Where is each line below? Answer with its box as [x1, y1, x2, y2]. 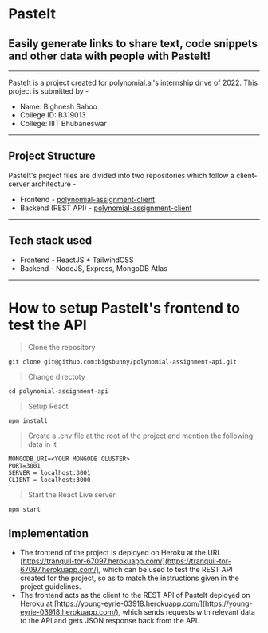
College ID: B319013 [19, 110, 86, 120]
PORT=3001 [8, 461, 41, 470]
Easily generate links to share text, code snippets [8, 37, 258, 50]
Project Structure [8, 149, 96, 163]
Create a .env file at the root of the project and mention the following [27, 431, 254, 440]
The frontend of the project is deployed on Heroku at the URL [19, 548, 222, 558]
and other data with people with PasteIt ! [8, 49, 211, 62]
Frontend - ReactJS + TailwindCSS [19, 255, 134, 265]
